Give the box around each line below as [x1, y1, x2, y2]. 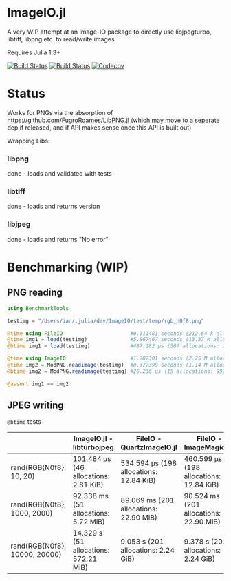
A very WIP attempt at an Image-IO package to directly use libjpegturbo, [7, 28, 212, 36]
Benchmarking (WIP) [7, 259, 129, 275]
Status [7, 86, 46, 101]
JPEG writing [7, 400, 64, 411]
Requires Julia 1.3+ [7, 48, 60, 57]
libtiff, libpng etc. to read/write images [7, 34, 115, 43]
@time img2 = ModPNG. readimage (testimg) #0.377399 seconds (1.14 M [7, 362, 208, 369]
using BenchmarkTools [7, 305, 69, 312]
